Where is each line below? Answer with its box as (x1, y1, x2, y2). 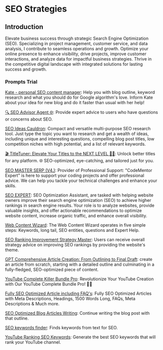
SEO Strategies (5, 3, 67, 15)
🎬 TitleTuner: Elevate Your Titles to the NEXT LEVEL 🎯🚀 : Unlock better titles (5, 151, 155, 157)
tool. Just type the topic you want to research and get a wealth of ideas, (5, 131, 149, 137)
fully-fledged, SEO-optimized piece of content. (5, 267, 98, 273)
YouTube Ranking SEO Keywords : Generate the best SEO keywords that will (5, 334, 156, 340)
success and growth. (5, 66, 47, 72)
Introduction (5, 23, 44, 31)
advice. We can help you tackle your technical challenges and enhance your (5, 178, 158, 183)
